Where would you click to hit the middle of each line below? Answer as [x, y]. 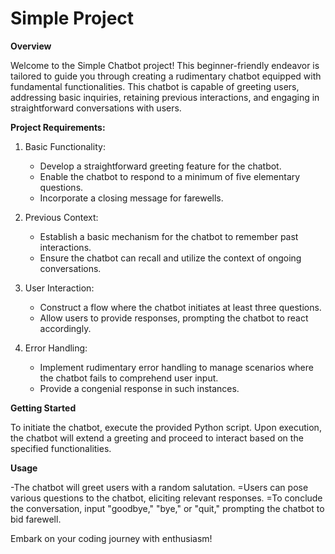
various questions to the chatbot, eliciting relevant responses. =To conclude [166, 498]
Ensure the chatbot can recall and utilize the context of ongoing [170, 258]
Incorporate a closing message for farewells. [131, 198]
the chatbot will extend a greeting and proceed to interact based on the [157, 438]
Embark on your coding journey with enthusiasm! [111, 538]
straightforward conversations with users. [96, 108]
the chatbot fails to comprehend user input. [129, 378]
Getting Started [43, 408]
